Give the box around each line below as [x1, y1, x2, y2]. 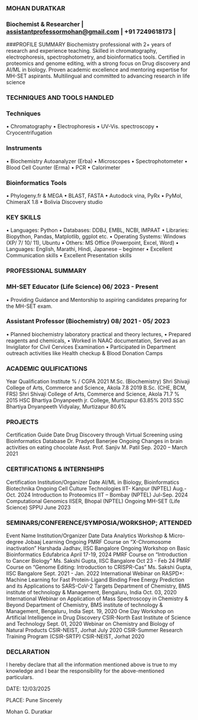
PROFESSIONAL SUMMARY [6, 267, 87, 275]
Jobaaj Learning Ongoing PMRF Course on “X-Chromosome [24, 539, 171, 546]
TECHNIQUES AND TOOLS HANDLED [6, 94, 114, 102]
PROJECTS [6, 418, 39, 426]
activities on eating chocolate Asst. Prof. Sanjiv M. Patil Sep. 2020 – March [6, 444, 188, 451]
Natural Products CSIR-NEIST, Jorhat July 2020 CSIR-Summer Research [6, 627, 183, 634]
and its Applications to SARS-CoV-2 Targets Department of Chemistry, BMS [6, 582, 190, 590]
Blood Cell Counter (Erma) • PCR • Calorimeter [6, 164, 121, 171]
